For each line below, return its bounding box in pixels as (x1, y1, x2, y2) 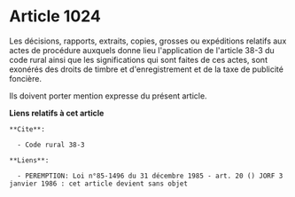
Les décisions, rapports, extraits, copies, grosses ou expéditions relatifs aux (9, 35, 287, 46)
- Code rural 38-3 (17, 140, 86, 149)
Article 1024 (9, 6, 102, 27)
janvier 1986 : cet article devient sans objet (9, 179, 189, 188)
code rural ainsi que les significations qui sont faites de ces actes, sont (9, 54, 268, 65)
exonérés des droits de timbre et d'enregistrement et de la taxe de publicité (9, 64, 283, 75)
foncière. (9, 73, 43, 83)
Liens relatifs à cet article (9, 107, 105, 118)
